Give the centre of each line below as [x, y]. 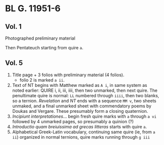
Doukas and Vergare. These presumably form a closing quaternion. [80, 111]
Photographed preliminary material [40, 38]
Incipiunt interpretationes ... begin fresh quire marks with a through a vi [84, 116]
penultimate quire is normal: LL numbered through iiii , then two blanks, [86, 95]
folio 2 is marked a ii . [42, 80]
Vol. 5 [14, 63]
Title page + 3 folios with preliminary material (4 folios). [68, 75]
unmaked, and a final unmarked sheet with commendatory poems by [82, 106]
